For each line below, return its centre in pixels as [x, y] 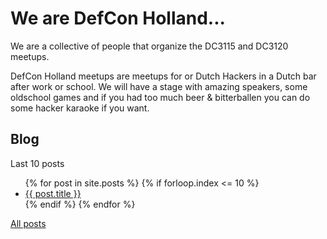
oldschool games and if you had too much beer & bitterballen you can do [160, 97]
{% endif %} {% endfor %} [80, 204]
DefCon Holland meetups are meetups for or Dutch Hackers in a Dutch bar [163, 76]
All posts [28, 223]
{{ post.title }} [53, 193]
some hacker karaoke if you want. [80, 108]
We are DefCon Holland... [118, 18]
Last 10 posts [37, 163]
